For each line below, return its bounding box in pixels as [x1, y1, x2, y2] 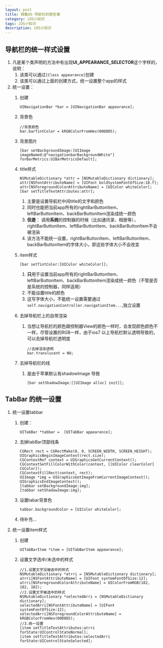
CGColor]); [19, 466, 42, 471]
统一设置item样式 [12, 527, 48, 533]
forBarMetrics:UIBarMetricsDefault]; [19, 156, 98, 161]
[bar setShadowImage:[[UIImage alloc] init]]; [27, 380, 125, 385]
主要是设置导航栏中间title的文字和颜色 [27, 198, 104, 204]
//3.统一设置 [19, 621, 43, 626]
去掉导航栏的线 [19, 360, 50, 366]
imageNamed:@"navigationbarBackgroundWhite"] [19, 152, 115, 157]
